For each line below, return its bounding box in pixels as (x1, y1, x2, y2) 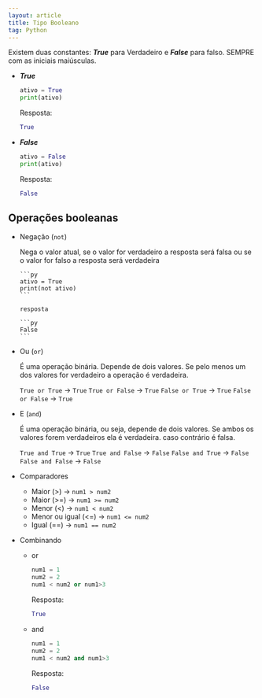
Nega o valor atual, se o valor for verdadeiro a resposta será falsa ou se (19, 247, 252, 257)
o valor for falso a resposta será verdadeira (19, 256, 160, 265)
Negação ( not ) (19, 232, 67, 242)
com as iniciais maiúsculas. (8, 56, 97, 65)
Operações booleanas (8, 212, 119, 225)
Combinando (19, 536, 62, 545)
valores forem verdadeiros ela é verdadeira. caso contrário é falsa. (19, 433, 236, 442)
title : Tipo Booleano (8, 19, 79, 27)
